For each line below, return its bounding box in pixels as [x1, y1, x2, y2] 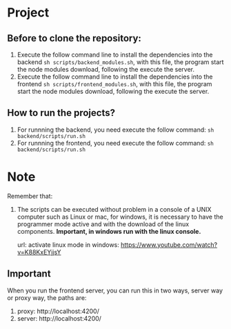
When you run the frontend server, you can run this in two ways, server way [7, 286, 223, 295]
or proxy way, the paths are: [7, 293, 87, 301]
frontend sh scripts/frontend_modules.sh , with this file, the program [17, 80, 212, 88]
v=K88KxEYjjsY [17, 248, 61, 256]
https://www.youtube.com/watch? [120, 240, 218, 249]
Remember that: [7, 192, 53, 200]
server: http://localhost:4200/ [17, 314, 102, 322]
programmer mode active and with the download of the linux [17, 219, 190, 228]
